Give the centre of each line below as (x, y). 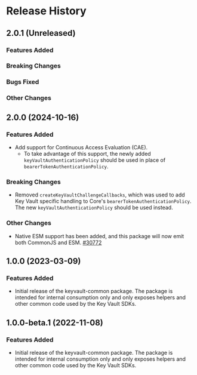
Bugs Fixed (23, 82)
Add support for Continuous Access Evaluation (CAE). (81, 147)
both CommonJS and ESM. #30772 (58, 242)
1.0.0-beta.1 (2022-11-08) (55, 323)
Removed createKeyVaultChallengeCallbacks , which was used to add (100, 195)
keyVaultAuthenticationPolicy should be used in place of (95, 160)
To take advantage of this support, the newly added (87, 153)
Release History (46, 11)
